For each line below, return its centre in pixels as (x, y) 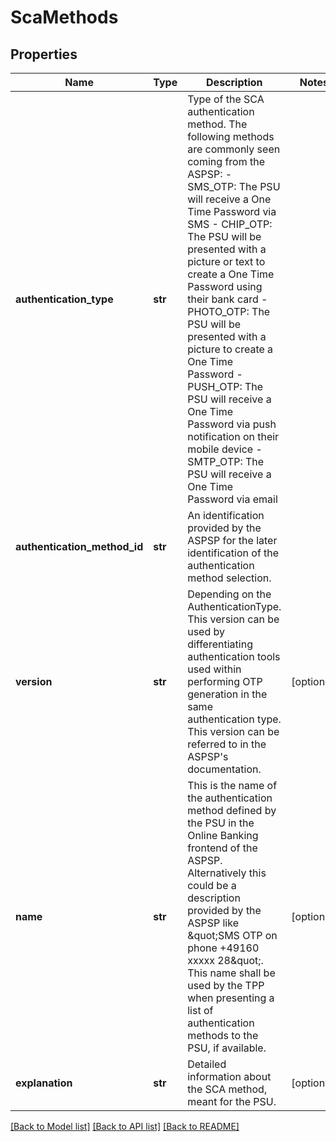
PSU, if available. (227, 1048)
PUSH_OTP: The (225, 386)
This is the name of (232, 785)
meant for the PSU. (232, 1101)
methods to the (223, 1035)
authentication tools (234, 656)
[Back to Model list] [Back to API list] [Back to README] (125, 1126)
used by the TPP (226, 985)
